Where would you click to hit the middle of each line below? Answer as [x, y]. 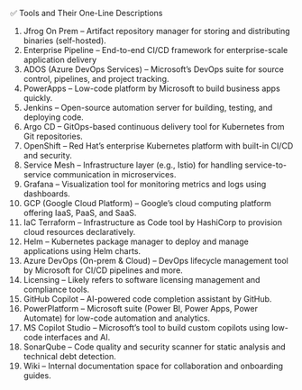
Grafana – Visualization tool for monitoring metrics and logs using [145, 184]
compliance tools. [56, 289]
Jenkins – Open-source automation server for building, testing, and [148, 108]
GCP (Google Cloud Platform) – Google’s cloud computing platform [147, 203]
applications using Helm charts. [82, 251]
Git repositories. [53, 136]
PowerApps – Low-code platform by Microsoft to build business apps [151, 88]
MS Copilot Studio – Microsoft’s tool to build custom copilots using [146, 327]
